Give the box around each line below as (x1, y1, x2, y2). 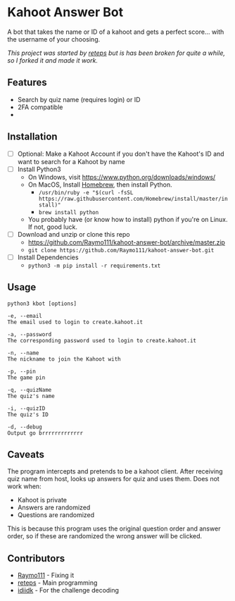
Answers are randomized (17, 503, 91, 512)
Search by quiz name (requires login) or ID (17, 95, 141, 104)
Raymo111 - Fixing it (17, 571, 75, 580)
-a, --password (7, 330, 52, 338)
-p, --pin (7, 368, 37, 375)
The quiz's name (7, 392, 55, 399)
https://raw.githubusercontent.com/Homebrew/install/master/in (38, 195, 228, 202)
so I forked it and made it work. (7, 56, 99, 64)
